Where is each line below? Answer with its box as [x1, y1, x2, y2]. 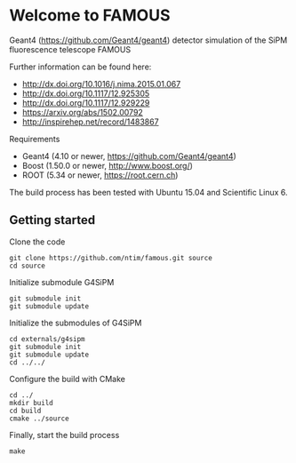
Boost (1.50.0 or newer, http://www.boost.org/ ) [21, 160, 194, 171]
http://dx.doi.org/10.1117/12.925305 [21, 88, 150, 99]
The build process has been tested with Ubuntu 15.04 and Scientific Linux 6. [9, 187, 288, 197]
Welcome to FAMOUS [9, 5, 171, 26]
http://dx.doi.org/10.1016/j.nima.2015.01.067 [21, 78, 181, 89]
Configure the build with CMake [9, 373, 126, 384]
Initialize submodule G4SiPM [9, 276, 115, 287]
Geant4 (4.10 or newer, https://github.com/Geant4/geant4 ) [21, 150, 237, 161]
